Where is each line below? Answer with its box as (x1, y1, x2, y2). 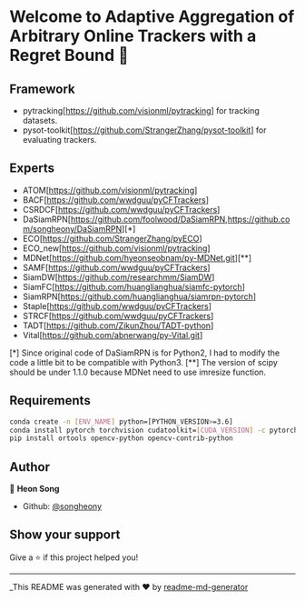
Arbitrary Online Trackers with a (9, 25, 257, 46)
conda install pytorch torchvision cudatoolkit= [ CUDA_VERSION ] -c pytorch (9, 426, 299, 435)
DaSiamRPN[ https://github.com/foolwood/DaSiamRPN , (22, 214, 229, 225)
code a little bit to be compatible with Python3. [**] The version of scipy (9, 356, 279, 367)
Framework (9, 81, 75, 96)
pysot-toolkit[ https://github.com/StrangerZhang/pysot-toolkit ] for (22, 125, 267, 135)
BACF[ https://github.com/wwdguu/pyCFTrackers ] (22, 194, 209, 205)
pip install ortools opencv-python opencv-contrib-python (9, 434, 233, 443)
